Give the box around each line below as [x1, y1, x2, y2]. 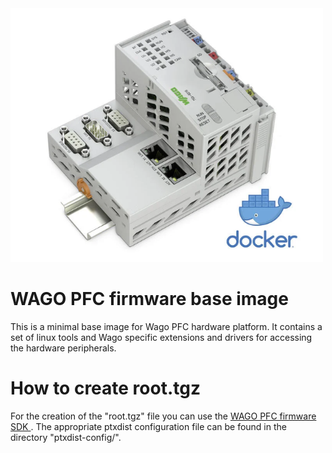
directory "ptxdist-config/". [10, 431, 122, 443]
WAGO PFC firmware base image [10, 287, 289, 310]
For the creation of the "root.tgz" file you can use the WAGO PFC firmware [10, 410, 317, 422]
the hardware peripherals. [10, 342, 117, 354]
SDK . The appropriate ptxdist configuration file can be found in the [10, 420, 287, 432]
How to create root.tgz [10, 377, 201, 399]
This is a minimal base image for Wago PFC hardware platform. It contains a [10, 320, 323, 332]
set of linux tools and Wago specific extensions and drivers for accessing [10, 331, 313, 343]
